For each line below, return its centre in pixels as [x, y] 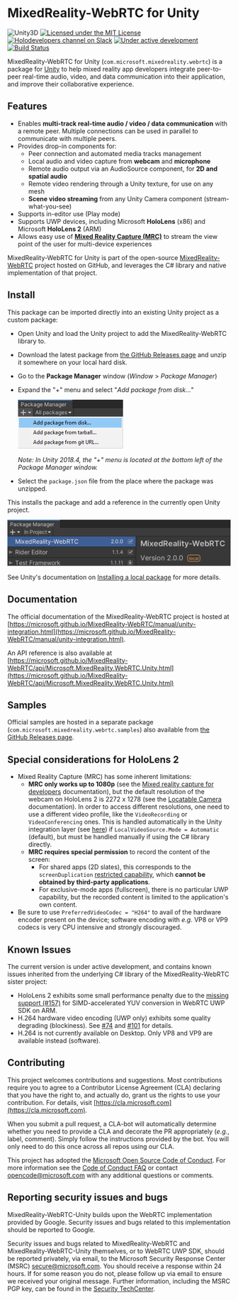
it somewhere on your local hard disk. [72, 362]
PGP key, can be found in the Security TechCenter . [81, 1289]
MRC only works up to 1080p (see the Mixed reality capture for [121, 784]
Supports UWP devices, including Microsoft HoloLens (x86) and [111, 221]
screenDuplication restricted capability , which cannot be [122, 875]
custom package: [33, 320]
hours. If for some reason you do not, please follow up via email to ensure [115, 1273]
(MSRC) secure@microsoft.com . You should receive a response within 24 [114, 1266]
